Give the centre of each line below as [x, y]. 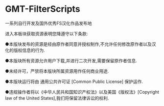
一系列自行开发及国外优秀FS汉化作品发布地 [48, 23]
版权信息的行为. [29, 50]
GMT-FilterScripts [43, 9]
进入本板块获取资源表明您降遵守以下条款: [47, 33]
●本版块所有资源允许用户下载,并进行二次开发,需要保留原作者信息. [71, 60]
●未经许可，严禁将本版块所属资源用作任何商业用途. [57, 71]
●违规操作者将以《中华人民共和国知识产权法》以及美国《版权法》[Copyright [82, 92]
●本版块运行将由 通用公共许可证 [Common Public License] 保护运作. [74, 81]
